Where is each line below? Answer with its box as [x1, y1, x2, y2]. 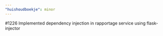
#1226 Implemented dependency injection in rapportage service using [5, 20, 146, 26]
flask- [146, 20, 158, 26]
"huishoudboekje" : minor [5, 7, 55, 12]
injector [5, 25, 20, 31]
